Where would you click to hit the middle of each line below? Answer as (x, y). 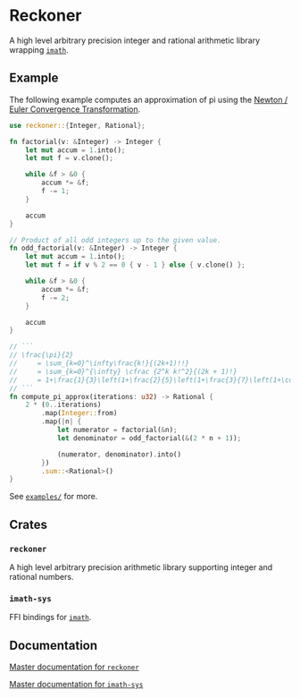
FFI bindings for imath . (50, 617)
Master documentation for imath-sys (76, 685)
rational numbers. (42, 576)
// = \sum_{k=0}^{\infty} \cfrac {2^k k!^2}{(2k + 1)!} (124, 371)
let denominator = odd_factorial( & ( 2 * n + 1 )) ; (149, 438)
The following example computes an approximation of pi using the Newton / (149, 99)
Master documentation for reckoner (75, 667)
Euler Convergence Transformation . (75, 109)
